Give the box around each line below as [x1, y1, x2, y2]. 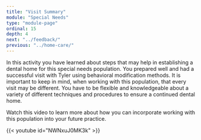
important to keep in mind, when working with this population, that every [6, 78, 187, 85]
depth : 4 [6, 31, 28, 37]
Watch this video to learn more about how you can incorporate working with [6, 109, 196, 116]
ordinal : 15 [6, 25, 36, 32]
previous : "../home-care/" [6, 43, 74, 49]
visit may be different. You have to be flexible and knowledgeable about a [6, 84, 189, 91]
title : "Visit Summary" [6, 8, 66, 15]
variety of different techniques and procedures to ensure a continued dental [6, 91, 195, 98]
